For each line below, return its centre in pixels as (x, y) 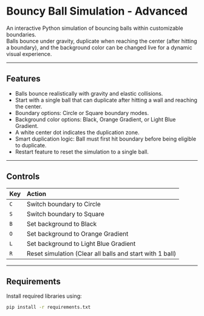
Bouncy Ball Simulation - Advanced (97, 11)
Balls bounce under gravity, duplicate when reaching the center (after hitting (102, 41)
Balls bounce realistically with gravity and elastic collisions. (89, 93)
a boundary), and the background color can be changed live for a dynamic (99, 47)
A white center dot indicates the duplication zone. (77, 132)
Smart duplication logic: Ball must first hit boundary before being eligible (105, 139)
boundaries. (21, 34)
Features (23, 79)
